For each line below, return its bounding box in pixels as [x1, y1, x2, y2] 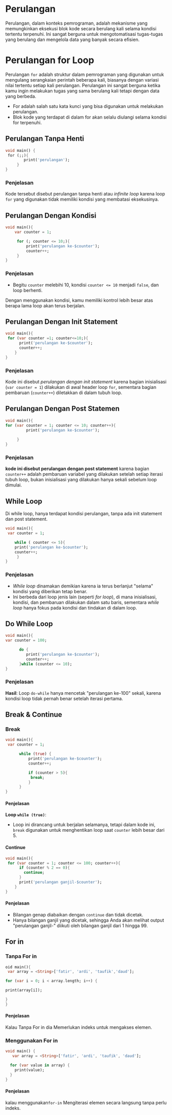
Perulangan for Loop [5, 54, 94, 66]
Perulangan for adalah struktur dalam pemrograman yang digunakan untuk [5, 71, 164, 77]
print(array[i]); [5, 988, 43, 993]
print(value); [14, 1067, 45, 1072]
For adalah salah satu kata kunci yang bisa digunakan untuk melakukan [12, 103, 163, 109]
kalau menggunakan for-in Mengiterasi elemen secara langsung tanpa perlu [5, 1099, 167, 1106]
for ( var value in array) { [10, 1063, 70, 1068]
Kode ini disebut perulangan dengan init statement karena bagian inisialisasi [5, 378, 167, 385]
